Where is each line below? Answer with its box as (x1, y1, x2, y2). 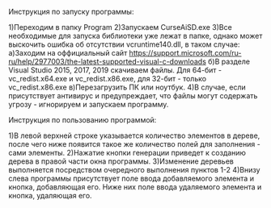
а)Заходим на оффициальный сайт (8, 48, 128, 57)
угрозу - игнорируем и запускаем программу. (8, 100, 169, 109)
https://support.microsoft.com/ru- (129, 48, 242, 57)
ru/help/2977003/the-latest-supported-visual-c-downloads (8, 56, 206, 66)
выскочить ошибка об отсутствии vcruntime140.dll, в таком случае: (8, 40, 240, 49)
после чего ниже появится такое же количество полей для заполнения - (8, 139, 260, 148)
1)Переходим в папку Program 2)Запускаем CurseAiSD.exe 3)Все (8, 23, 232, 31)
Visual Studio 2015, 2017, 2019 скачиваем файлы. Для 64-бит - (8, 65, 222, 75)
